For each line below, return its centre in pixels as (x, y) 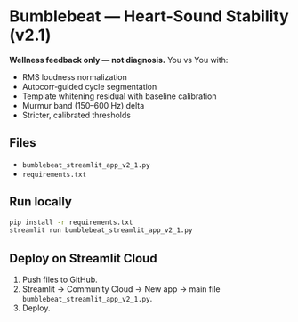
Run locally (41, 202)
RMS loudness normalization (74, 76)
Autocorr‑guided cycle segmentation (89, 86)
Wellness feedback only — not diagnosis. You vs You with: (119, 60)
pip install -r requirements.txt (71, 222)
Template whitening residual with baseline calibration (119, 96)
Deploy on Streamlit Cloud (83, 258)
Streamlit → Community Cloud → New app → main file (121, 289)
